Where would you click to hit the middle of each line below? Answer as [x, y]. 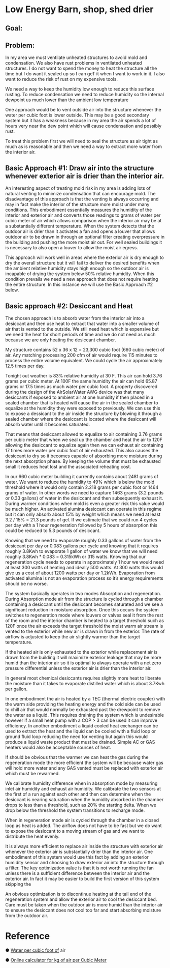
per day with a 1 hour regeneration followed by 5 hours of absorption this [81, 525]
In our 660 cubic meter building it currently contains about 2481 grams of [82, 477]
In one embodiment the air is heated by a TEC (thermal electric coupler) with [85, 699]
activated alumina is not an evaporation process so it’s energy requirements [84, 578]
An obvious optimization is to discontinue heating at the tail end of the [78, 894]
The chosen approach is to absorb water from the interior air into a [75, 318]
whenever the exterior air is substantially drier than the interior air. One [79, 852]
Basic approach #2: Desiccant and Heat [69, 306]
